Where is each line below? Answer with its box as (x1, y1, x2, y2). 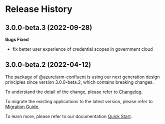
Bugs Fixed (5, 36, 29, 42)
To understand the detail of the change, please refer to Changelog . (5, 89, 143, 95)
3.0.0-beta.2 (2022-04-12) (5, 61, 91, 69)
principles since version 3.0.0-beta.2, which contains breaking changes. (5, 79, 154, 85)
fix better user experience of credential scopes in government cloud (12, 46, 153, 52)
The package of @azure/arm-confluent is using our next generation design (5, 74, 160, 80)
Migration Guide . (5, 104, 40, 110)
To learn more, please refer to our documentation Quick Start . (5, 113, 132, 119)
